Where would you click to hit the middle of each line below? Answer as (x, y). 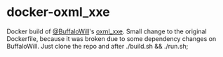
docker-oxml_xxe (58, 12)
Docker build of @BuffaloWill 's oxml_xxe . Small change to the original (107, 31)
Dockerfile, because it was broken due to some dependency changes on (111, 38)
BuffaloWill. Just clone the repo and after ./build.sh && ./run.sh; (97, 46)
